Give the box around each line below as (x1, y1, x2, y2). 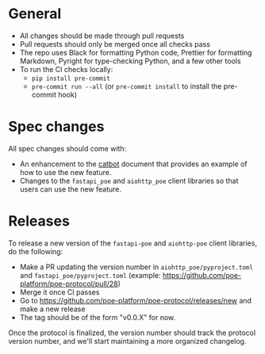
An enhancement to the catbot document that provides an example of (19, 159, 248, 169)
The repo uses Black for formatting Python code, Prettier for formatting (19, 48, 252, 57)
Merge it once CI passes (19, 287, 100, 297)
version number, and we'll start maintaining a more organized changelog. (8, 336, 247, 345)
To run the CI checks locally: (19, 64, 113, 74)
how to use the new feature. (19, 167, 112, 177)
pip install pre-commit (31, 74, 111, 82)
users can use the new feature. (19, 184, 121, 194)
